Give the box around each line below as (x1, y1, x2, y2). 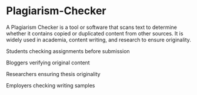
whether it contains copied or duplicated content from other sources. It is (6, 30, 183, 37)
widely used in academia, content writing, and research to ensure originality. (6, 36, 191, 43)
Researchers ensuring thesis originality (6, 70, 101, 77)
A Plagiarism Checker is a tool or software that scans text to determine (6, 24, 178, 31)
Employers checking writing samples (6, 81, 95, 89)
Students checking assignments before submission (6, 47, 131, 54)
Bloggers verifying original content (6, 59, 90, 66)
